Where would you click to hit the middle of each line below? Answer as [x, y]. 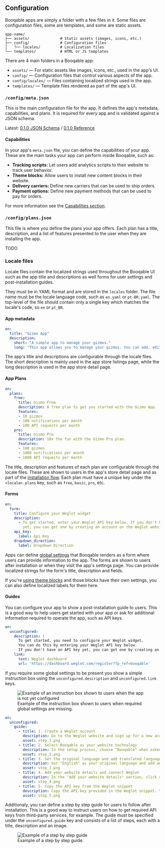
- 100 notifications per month [50, 421]
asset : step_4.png [41, 782]
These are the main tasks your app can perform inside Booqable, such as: [80, 156]
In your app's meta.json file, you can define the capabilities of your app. [78, 150]
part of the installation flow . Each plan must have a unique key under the [78, 477]
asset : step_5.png [41, 795]
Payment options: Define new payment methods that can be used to [82, 191]
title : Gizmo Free [37, 403]
